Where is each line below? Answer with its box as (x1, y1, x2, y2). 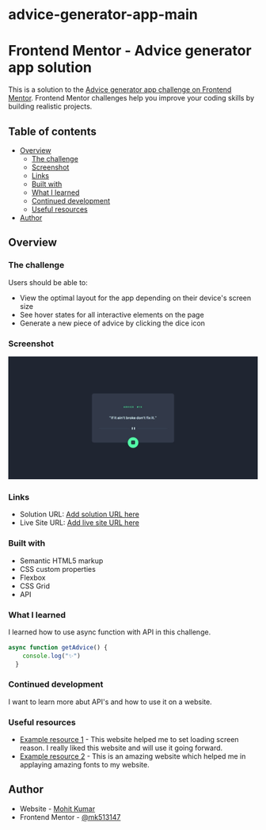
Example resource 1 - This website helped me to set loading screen (19, 735, 239, 744)
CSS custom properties (19, 564, 97, 573)
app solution (8, 59, 93, 77)
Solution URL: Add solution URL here (19, 509, 140, 520)
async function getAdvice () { (8, 643, 108, 651)
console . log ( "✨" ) (22, 652, 81, 660)
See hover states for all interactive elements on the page (19, 310, 204, 319)
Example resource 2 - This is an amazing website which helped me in (19, 752, 246, 761)
